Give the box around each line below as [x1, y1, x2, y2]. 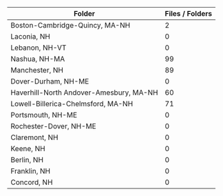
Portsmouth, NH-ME [10, 110, 78, 119]
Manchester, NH [10, 66, 64, 75]
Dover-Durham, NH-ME [10, 77, 89, 86]
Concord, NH [10, 177, 53, 187]
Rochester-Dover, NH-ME [10, 121, 96, 130]
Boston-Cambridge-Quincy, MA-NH [10, 21, 131, 30]
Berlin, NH [10, 155, 43, 164]
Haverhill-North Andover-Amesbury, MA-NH [10, 88, 158, 97]
